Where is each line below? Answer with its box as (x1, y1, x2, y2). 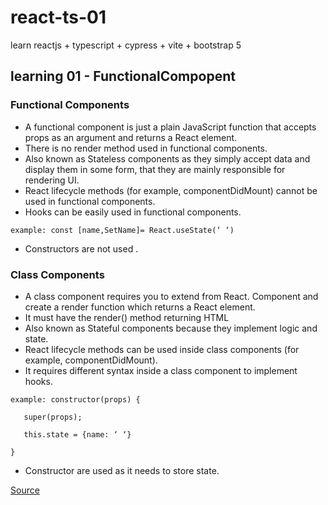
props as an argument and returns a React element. (24, 131, 238, 143)
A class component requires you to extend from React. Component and (24, 290, 319, 302)
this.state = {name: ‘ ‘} (23, 429, 132, 440)
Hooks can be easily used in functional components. (24, 206, 242, 218)
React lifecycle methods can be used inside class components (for (24, 343, 300, 355)
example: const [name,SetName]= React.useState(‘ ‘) (10, 225, 235, 235)
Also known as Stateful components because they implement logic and (24, 322, 318, 334)
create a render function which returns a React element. (24, 301, 256, 313)
